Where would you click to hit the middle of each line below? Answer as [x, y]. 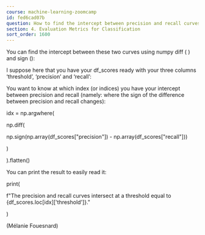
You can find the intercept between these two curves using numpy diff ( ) [98, 52]
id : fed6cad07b [26, 18]
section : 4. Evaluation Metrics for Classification [73, 29]
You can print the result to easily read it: [56, 172]
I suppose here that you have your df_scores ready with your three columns [101, 70]
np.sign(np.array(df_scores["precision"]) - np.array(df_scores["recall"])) [97, 137]
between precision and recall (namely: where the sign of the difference [95, 95]
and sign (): [21, 58]
